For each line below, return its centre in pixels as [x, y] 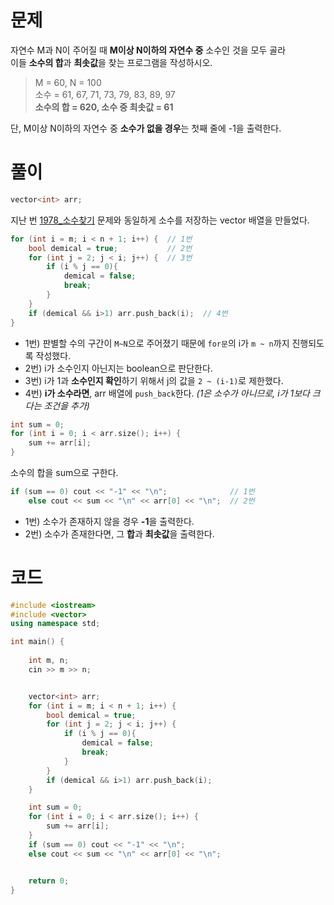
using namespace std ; [55, 624]
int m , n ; [49, 661]
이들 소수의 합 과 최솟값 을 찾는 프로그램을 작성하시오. [111, 62]
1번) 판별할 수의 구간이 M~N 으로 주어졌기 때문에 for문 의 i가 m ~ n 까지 [157, 343]
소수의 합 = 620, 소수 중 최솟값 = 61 [104, 107]
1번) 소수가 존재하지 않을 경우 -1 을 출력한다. [109, 521]
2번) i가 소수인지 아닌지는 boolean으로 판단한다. [118, 368]
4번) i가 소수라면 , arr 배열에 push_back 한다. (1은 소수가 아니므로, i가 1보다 [167, 393]
